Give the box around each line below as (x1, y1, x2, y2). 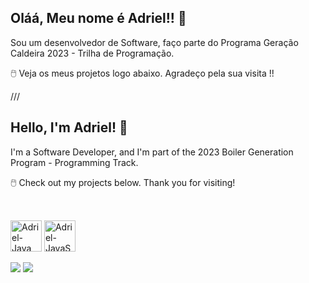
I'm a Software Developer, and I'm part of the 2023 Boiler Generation (10, 146, 294, 158)
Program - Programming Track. (10, 156, 139, 168)
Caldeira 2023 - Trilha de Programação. (10, 47, 175, 59)
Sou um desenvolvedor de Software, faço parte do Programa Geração (10, 36, 299, 48)
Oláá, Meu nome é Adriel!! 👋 (10, 10, 187, 27)
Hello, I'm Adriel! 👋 (10, 119, 128, 136)
